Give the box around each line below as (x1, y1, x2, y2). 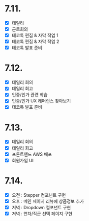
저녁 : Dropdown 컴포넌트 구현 (11, 204, 71, 210)
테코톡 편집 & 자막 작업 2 (11, 39, 59, 44)
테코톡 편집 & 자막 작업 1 (11, 33, 59, 39)
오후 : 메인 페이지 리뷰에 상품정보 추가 (11, 198, 84, 204)
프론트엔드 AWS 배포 (11, 151, 52, 157)
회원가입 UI (11, 157, 34, 163)
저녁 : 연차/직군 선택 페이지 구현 (11, 211, 72, 217)
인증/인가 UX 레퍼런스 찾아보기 (11, 98, 71, 104)
